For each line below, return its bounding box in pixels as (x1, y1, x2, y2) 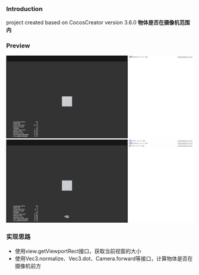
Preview (6, 42, 30, 50)
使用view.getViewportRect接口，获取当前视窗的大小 (14, 247, 141, 254)
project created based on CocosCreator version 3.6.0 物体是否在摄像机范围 (6, 19, 190, 26)
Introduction (6, 5, 43, 13)
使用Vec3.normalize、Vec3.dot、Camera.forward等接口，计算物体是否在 (14, 255, 193, 262)
